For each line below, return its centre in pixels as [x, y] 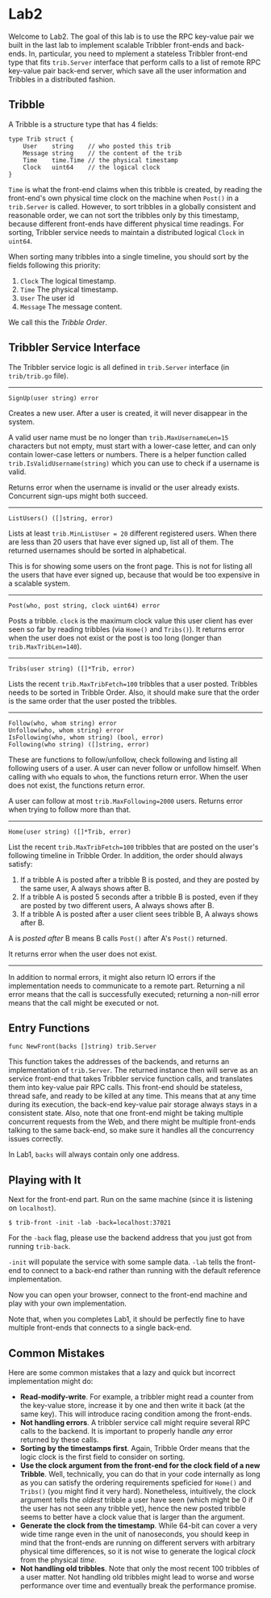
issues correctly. [36, 1139]
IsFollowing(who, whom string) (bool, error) [86, 737]
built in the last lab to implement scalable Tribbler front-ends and [116, 44]
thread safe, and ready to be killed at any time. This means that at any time [132, 1096]
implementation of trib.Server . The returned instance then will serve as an [133, 1070]
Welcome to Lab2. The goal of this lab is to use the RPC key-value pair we [131, 36]
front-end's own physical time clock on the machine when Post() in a [124, 198]
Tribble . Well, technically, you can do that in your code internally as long [140, 1474]
